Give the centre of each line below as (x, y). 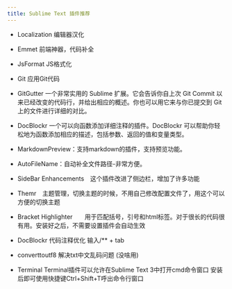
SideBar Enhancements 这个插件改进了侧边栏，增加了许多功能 (108, 179)
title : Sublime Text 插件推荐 (49, 14)
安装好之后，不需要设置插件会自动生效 (91, 225)
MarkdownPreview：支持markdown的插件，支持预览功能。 (101, 149)
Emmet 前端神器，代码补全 (56, 49)
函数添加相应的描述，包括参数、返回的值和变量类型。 (112, 134)
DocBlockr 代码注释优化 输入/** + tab (71, 240)
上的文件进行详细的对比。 (54, 110)
